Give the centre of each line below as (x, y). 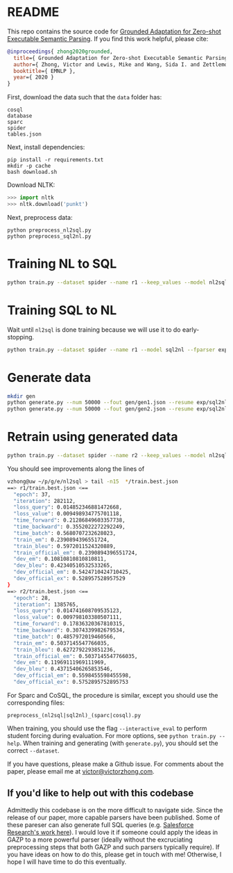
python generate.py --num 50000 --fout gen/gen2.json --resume (101, 409)
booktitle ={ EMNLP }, (45, 71)
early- (191, 329)
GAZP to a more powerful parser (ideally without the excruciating (100, 840)
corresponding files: (36, 703)
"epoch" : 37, (32, 495)
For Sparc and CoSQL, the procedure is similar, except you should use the (113, 695)
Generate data (49, 377)
